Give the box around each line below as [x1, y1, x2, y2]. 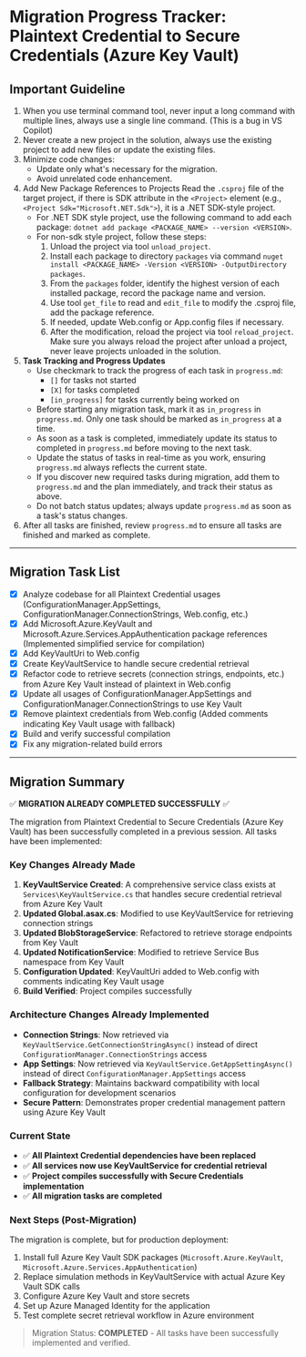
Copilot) [22, 125, 53, 136]
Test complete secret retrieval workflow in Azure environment [22, 1310, 255, 1321]
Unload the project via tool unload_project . [49, 241, 211, 251]
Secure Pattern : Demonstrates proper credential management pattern [22, 1097, 286, 1107]
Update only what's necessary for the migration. [36, 164, 219, 174]
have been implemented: [9, 836, 103, 847]
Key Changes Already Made [9, 859, 136, 872]
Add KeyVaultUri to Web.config [22, 648, 139, 658]
